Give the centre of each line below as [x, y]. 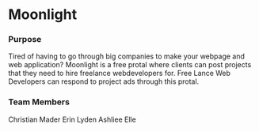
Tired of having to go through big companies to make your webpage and [127, 56]
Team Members [39, 102]
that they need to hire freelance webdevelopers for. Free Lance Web [120, 74]
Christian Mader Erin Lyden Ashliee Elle [72, 119]
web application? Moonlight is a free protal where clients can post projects [130, 65]
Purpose [25, 40]
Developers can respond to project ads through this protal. [104, 81]
